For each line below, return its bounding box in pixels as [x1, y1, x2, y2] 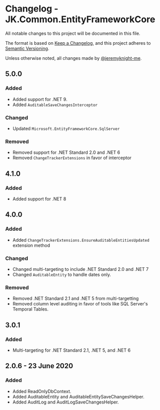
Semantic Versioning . [5, 45, 49, 51]
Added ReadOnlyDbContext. [12, 388, 71, 394]
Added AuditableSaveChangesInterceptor [12, 101, 98, 108]
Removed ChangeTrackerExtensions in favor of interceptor [12, 155, 132, 161]
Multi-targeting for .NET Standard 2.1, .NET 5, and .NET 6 [12, 347, 131, 353]
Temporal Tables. [12, 306, 49, 312]
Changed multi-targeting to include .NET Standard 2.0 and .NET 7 [12, 266, 149, 272]
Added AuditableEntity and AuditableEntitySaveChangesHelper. [12, 393, 144, 399]
